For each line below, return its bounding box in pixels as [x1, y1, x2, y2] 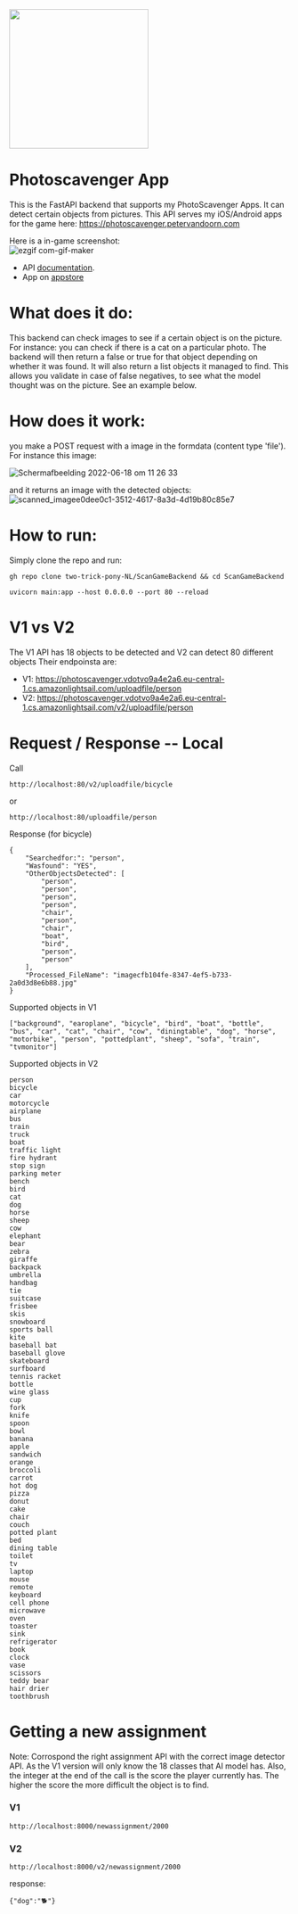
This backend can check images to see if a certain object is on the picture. [9, 332, 283, 342]
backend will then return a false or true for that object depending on [9, 351, 258, 362]
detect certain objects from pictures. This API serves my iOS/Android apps [9, 209, 283, 219]
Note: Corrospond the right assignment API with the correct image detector [9, 1751, 286, 1761]
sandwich [9, 1449, 42, 1459]
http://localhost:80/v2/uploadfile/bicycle [9, 780, 173, 788]
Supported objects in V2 [9, 1058, 99, 1068]
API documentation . [21, 262, 95, 273]
